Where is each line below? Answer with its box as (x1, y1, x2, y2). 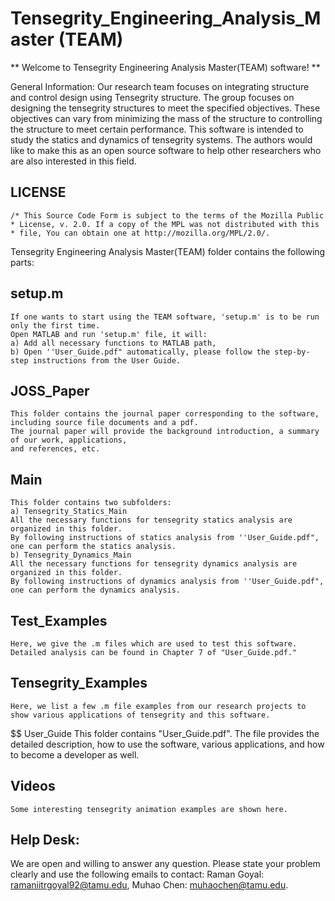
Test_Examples (10, 612, 108, 629)
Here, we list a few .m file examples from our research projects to (10, 701, 307, 711)
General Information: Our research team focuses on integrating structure (10, 80, 310, 92)
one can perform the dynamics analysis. (10, 585, 182, 596)
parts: (10, 256, 35, 268)
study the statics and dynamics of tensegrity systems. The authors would (10, 133, 313, 146)
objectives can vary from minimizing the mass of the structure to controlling (10, 112, 323, 124)
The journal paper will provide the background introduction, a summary (10, 427, 320, 437)
